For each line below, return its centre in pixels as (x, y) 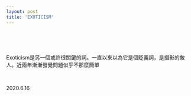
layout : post (22, 11)
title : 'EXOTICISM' (30, 17)
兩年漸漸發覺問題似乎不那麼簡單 (60, 65)
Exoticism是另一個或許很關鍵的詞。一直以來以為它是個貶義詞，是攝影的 (93, 57)
